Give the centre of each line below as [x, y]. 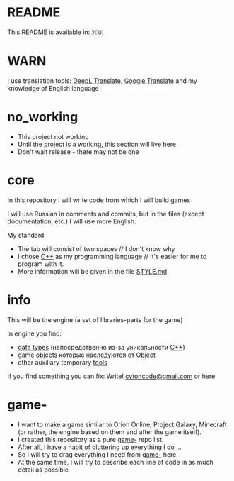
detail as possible [43, 470]
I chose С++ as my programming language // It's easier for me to [112, 256]
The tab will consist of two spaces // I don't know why [96, 248]
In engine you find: [35, 333]
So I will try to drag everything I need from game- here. [98, 454]
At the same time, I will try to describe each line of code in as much [115, 462]
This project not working [53, 136]
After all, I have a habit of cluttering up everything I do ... [100, 447]
